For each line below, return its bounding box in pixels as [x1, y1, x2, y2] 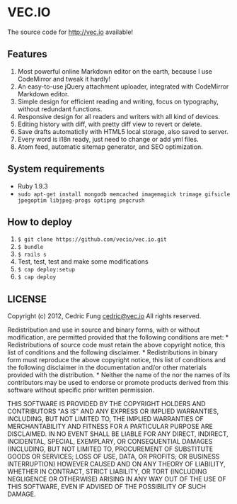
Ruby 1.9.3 [17, 181, 48, 190]
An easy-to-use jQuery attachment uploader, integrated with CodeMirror [17, 82, 229, 91]
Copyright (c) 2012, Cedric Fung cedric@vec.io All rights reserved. [7, 312, 202, 320]
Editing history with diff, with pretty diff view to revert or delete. [17, 120, 202, 128]
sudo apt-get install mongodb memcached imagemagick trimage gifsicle [17, 191, 231, 198]
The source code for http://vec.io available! [7, 28, 133, 36]
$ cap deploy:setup [17, 267, 76, 274]
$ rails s [17, 251, 47, 259]
